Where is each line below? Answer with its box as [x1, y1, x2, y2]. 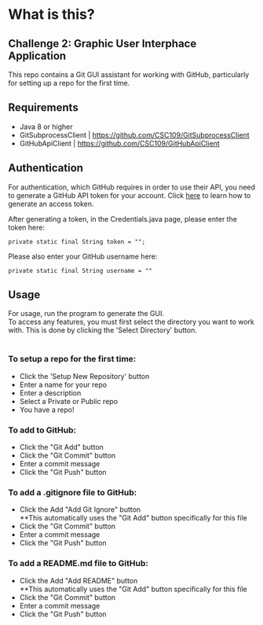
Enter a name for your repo [19, 380, 108, 389]
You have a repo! [19, 405, 75, 414]
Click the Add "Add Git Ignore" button [19, 505, 141, 514]
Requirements [8, 101, 79, 115]
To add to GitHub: [8, 425, 77, 436]
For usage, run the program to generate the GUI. [8, 309, 165, 318]
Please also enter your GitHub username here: [8, 252, 158, 261]
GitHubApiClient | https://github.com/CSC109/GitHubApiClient [19, 138, 220, 148]
